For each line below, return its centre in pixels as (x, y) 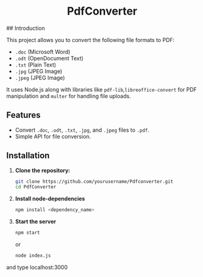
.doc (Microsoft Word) (43, 52)
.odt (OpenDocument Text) (49, 58)
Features (23, 115)
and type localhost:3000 (37, 267)
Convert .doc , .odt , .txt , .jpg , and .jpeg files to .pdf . (82, 130)
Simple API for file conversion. (53, 136)
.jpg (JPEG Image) (39, 71)
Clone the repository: (43, 170)
